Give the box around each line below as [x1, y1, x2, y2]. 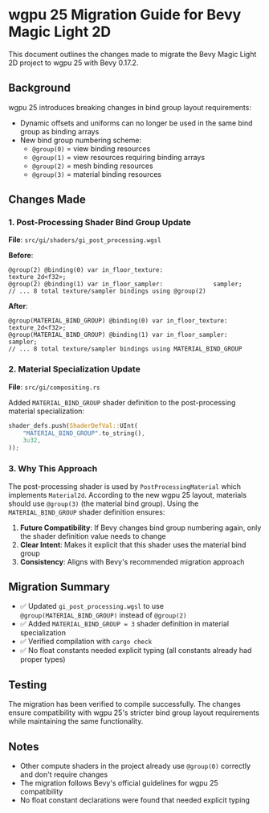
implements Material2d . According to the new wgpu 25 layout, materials [8, 490, 247, 499]
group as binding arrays [19, 126, 100, 136]
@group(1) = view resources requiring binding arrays [31, 152, 206, 162]
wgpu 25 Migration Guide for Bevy [8, 6, 242, 24]
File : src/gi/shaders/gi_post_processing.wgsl [8, 235, 162, 244]
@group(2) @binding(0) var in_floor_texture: [8, 266, 163, 274]
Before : [8, 251, 34, 261]
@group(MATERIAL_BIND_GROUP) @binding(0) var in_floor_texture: [8, 317, 228, 325]
